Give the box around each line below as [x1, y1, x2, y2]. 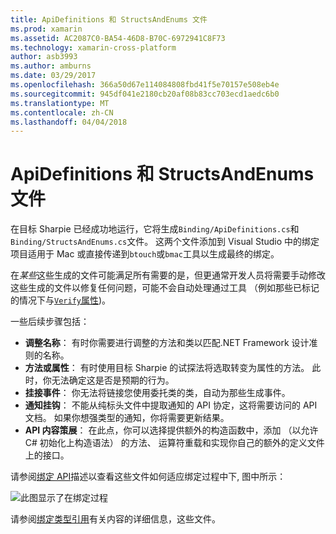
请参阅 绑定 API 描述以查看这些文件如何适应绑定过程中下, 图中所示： [10, 471, 287, 483]
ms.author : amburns [10, 61, 92, 71]
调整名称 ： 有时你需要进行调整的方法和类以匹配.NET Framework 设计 [24, 337, 310, 349]
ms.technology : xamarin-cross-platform [10, 42, 177, 53]
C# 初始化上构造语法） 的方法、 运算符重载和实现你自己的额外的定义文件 [24, 437, 325, 449]
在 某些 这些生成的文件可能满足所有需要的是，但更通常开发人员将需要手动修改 [10, 269, 326, 281]
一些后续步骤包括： [10, 316, 90, 328]
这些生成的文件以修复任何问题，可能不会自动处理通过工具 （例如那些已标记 [10, 282, 320, 294]
